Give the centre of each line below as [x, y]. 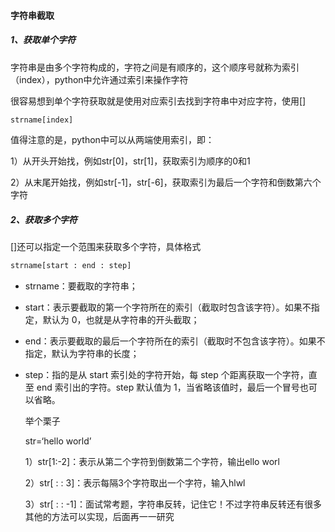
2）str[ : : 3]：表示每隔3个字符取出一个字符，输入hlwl [135, 483]
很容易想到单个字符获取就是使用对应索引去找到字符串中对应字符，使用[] [158, 101]
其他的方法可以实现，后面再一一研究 [99, 517]
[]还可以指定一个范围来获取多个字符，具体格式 [106, 247]
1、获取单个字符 [43, 40]
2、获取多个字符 [44, 220]
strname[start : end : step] [71, 266]
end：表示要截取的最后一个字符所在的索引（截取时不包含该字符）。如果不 [175, 341]
